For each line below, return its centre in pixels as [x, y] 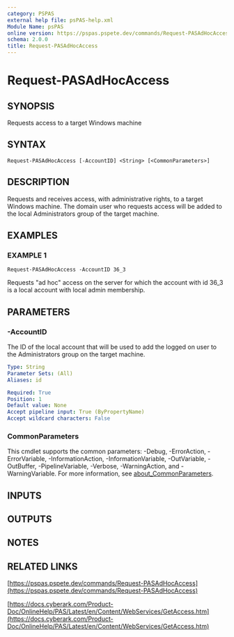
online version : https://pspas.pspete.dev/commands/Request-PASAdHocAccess [119, 33]
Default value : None [37, 406]
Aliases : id [24, 380]
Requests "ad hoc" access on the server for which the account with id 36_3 [115, 283]
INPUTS [24, 495]
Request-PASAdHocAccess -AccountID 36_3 [67, 270]
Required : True [29, 393]
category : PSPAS [31, 14]
